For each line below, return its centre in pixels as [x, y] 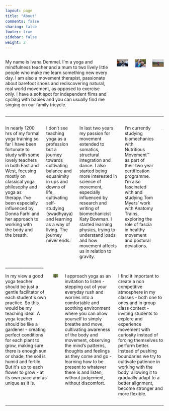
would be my [19, 308]
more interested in [98, 176]
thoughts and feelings [87, 351]
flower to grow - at [25, 372]
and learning [59, 219]
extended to [92, 144]
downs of [56, 187]
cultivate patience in [139, 361]
